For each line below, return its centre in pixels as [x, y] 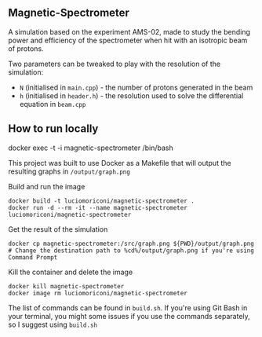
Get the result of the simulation [58, 229]
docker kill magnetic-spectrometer [66, 286]
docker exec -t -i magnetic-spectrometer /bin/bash [91, 148]
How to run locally [53, 129]
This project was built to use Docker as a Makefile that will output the [120, 163]
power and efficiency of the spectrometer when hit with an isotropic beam [128, 40]
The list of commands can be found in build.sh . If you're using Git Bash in [128, 308]
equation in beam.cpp [53, 104]
